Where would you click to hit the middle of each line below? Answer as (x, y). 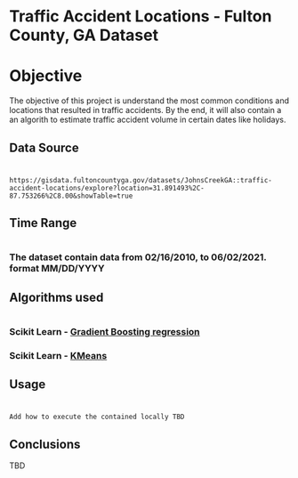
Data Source (44, 147)
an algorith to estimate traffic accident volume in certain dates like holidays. (148, 120)
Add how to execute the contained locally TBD (97, 417)
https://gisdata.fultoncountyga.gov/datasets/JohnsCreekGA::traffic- (141, 180)
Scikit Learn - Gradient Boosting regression (105, 331)
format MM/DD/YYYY (57, 269)
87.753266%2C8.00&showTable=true (71, 196)
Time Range (43, 223)
